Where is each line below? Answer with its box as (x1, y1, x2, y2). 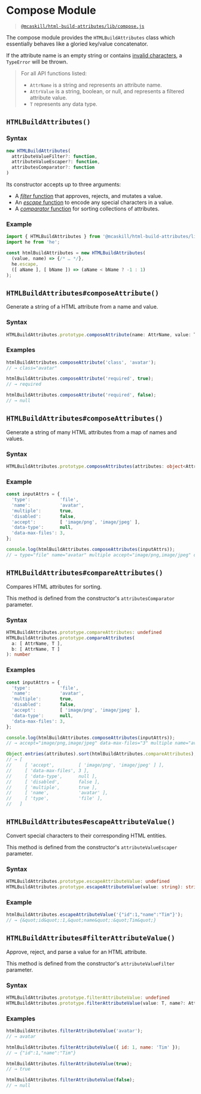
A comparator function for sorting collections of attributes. (14, 205, 160, 212)
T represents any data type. (29, 100, 98, 108)
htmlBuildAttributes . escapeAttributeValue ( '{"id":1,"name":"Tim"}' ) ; (6, 912, 184, 918)
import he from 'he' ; (6, 239, 60, 245)
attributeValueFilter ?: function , (11, 153, 98, 159)
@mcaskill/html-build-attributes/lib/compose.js (20, 23, 145, 29)
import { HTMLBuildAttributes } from (6, 234, 100, 240)
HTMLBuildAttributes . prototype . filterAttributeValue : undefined (6, 995, 170, 1001)
